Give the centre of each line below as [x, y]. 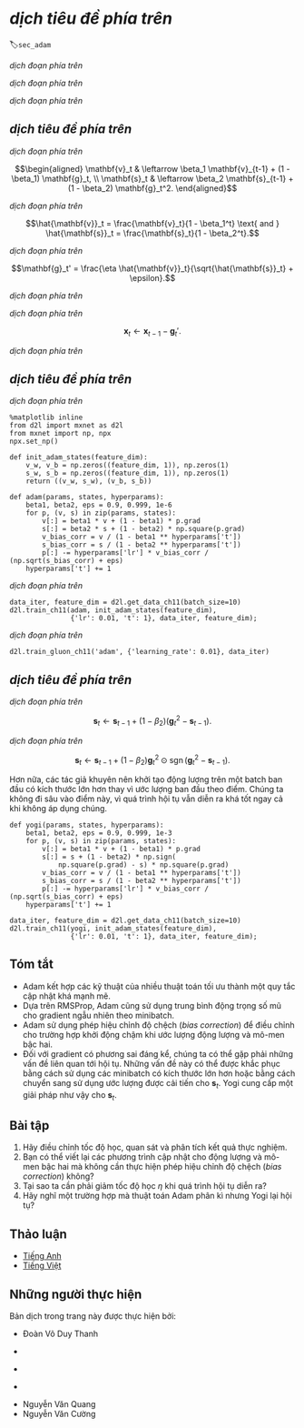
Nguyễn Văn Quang [59, 1403]
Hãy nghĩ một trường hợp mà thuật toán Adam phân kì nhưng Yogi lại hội [157, 1196]
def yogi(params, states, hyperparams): [87, 825]
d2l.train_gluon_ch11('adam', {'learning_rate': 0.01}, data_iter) [140, 652]
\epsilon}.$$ [152, 277]
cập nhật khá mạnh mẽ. [67, 996]
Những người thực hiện [76, 1294]
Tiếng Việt [42, 1266]
